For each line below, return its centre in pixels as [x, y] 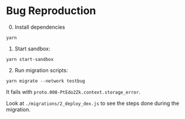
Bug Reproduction [51, 11]
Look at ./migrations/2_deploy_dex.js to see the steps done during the [93, 103]
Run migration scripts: [41, 70]
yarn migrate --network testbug [46, 81]
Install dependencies [40, 27]
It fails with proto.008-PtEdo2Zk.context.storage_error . [73, 91]
